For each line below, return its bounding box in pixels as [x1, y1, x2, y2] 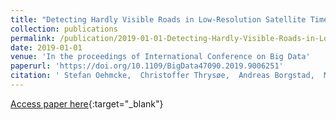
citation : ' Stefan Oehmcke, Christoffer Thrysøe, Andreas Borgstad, [10, 71, 315, 81]
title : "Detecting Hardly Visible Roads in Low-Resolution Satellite [10, 14, 307, 25]
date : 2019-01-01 [10, 42, 83, 53]
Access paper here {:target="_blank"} [10, 97, 164, 110]
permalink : [10, 33, 56, 43]
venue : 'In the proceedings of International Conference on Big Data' [10, 52, 311, 62]
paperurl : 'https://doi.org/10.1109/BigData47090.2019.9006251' [10, 61, 284, 71]
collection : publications [10, 24, 118, 34]
